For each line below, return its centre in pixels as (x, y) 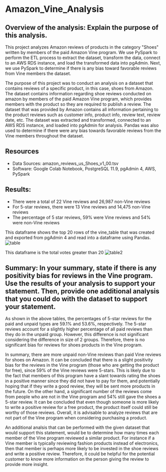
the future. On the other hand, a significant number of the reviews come (79, 392)
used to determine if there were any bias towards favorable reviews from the (83, 131)
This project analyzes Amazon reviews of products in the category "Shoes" (82, 47)
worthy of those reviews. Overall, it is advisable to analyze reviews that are (81, 412)
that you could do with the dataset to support (76, 299)
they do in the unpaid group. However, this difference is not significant (77, 335)
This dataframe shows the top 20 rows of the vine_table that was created (80, 232)
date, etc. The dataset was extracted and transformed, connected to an (78, 120)
